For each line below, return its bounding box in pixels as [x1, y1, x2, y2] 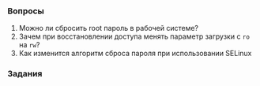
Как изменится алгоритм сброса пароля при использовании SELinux [18, 49, 252, 58]
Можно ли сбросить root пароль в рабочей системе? [18, 24, 199, 33]
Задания [7, 69, 43, 80]
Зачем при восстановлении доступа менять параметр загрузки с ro [18, 32, 251, 41]
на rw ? [18, 40, 40, 50]
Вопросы [7, 6, 45, 17]
